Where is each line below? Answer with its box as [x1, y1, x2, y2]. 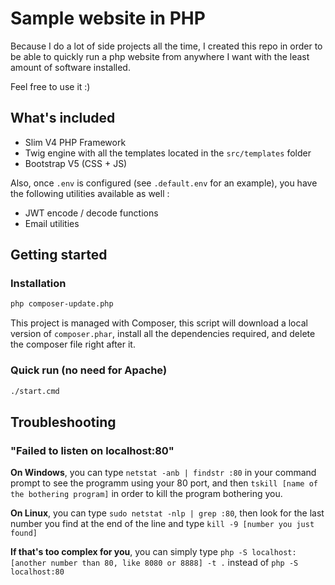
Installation [10, 277, 67, 291]
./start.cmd [10, 386, 60, 396]
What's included [10, 110, 116, 127]
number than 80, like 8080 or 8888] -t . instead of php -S [50, 557, 299, 569]
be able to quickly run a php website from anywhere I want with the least [10, 50, 310, 62]
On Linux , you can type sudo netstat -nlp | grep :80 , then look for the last [10, 507, 325, 519]
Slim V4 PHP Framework [24, 136, 127, 148]
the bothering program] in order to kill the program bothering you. [10, 488, 283, 500]
